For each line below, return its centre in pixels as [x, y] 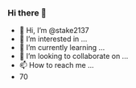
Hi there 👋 [27, 13]
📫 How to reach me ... [56, 65]
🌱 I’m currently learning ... [62, 48]
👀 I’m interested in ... [53, 39]
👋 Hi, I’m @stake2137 [54, 31]
